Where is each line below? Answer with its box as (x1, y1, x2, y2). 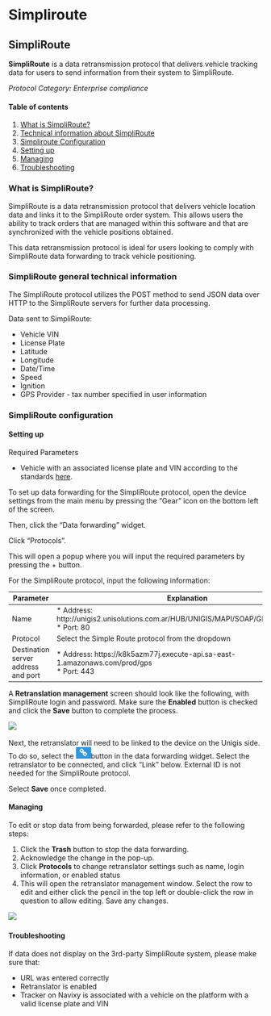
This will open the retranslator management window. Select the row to (19, 878, 252, 888)
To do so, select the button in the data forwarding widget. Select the (8, 751, 250, 760)
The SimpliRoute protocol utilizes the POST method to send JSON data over (8, 289, 261, 299)
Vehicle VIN (19, 329, 60, 339)
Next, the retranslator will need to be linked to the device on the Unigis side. (8, 738, 261, 747)
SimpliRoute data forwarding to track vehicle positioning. (8, 251, 197, 261)
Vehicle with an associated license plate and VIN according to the (19, 462, 238, 473)
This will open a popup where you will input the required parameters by (8, 551, 245, 561)
